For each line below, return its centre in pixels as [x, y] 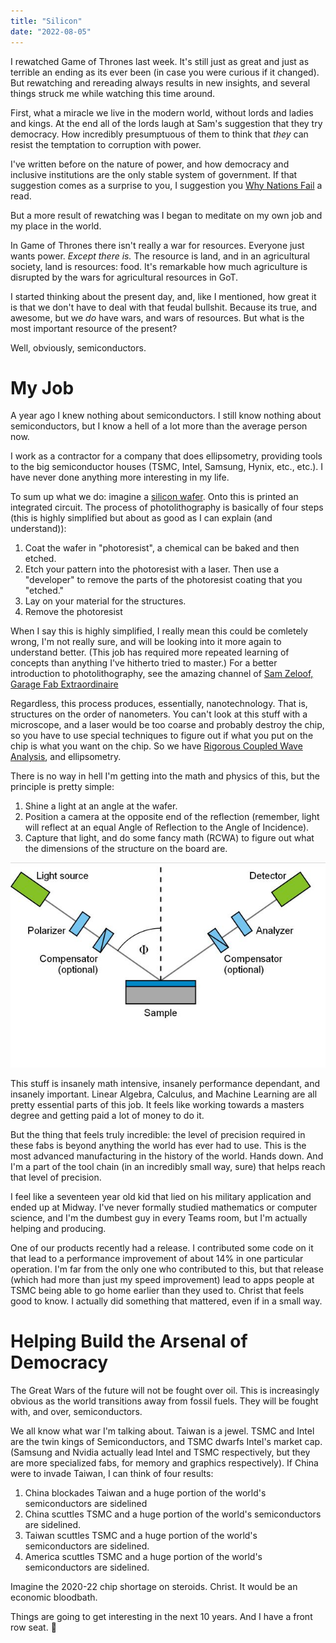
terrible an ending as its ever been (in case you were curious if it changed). [165, 72]
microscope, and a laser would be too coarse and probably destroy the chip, [167, 725]
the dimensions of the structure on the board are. [126, 849]
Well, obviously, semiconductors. [78, 347]
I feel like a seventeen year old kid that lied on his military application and [161, 1196]
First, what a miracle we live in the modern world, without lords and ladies [162, 112]
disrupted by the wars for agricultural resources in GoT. [124, 277]
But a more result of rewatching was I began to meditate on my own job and [166, 215]
